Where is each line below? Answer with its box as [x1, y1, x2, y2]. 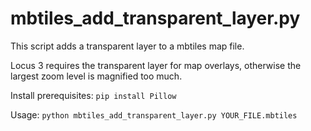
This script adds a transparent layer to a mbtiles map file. [10, 40, 245, 52]
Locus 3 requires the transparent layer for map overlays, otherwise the [10, 59, 302, 71]
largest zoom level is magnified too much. [10, 70, 183, 82]
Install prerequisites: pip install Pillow [10, 89, 177, 101]
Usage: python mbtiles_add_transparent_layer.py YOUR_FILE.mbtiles [10, 108, 298, 121]
